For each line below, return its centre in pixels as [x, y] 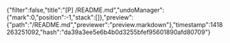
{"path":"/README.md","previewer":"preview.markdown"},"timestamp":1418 [115, 25]
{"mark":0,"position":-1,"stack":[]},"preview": [70, 17]
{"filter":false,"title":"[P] [40, 10]
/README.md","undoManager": [120, 10]
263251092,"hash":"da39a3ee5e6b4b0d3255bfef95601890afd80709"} [108, 32]
